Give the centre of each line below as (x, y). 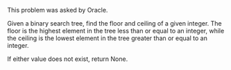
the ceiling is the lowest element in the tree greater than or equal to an (108, 38)
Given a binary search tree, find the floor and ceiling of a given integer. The (114, 23)
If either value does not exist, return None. (68, 59)
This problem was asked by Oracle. (58, 10)
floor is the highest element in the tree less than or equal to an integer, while (116, 31)
